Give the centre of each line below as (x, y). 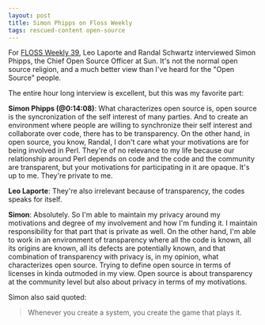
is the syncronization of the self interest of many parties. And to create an (128, 117)
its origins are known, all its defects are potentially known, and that (117, 248)
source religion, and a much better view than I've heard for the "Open (121, 70)
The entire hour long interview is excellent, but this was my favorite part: (126, 93)
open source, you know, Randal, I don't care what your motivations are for (129, 142)
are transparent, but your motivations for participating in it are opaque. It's (129, 168)
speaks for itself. (35, 199)
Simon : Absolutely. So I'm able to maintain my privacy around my (114, 215)
